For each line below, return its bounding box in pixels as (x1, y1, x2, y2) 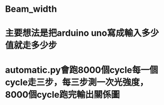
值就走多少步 (5, 40, 58, 51)
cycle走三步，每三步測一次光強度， (5, 76, 149, 88)
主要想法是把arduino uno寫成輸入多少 (5, 28, 159, 39)
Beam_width (5, 3, 57, 15)
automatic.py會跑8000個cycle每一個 (5, 64, 159, 75)
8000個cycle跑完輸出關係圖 (5, 89, 120, 100)
